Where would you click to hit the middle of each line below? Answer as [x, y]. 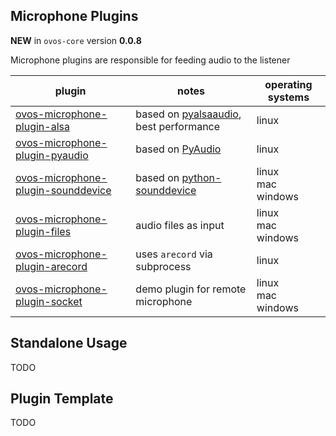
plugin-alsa [42, 126]
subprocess [163, 266]
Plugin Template [62, 399]
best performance [178, 126]
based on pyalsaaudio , [188, 114]
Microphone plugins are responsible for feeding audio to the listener [150, 60]
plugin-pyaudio [52, 155]
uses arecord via [174, 254]
